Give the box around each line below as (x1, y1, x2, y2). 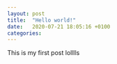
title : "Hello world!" (7, 17, 77, 24)
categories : (7, 29, 42, 37)
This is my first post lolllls (7, 49, 80, 57)
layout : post (7, 10, 45, 17)
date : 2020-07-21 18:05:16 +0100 (7, 23, 111, 30)
